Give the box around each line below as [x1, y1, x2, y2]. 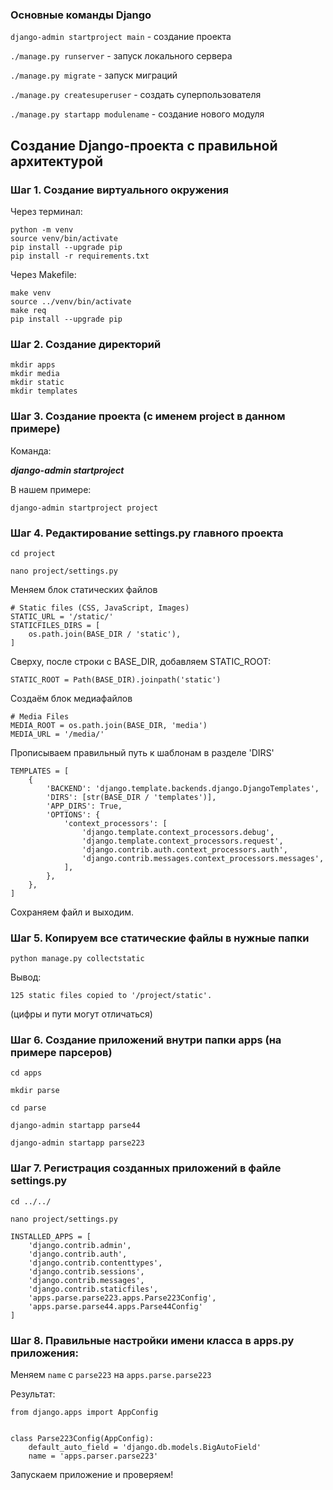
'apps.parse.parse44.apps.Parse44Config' [28, 1301, 203, 1312]
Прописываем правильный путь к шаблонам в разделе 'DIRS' [10, 746, 275, 758]
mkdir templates [10, 386, 78, 397]
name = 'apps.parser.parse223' [28, 1451, 159, 1462]
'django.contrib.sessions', [28, 1266, 145, 1277]
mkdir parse [10, 1086, 60, 1096]
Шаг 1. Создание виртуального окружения [10, 183, 229, 197]
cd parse [10, 1103, 47, 1113]
